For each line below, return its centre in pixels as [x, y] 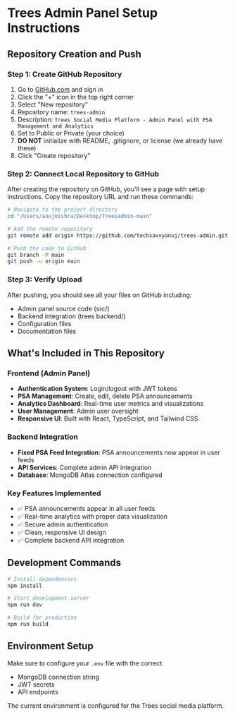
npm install [25, 586]
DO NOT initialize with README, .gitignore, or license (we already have [120, 140]
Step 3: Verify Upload [45, 279]
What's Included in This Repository [86, 353]
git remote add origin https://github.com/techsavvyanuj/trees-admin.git [118, 235]
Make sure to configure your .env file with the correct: [85, 663]
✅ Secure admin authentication [63, 524]
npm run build [28, 625]
